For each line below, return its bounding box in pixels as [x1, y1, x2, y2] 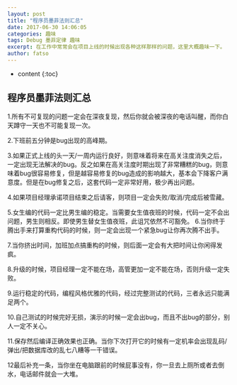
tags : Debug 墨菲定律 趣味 [7, 37, 81, 44]
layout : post [7, 10, 46, 18]
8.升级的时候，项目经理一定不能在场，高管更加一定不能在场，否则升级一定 [7, 264, 224, 273]
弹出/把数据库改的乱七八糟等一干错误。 [7, 345, 122, 354]
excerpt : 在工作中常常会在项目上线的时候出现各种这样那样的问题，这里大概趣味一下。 [7, 43, 226, 50]
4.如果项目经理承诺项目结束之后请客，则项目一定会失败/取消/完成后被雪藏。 [7, 192, 229, 201]
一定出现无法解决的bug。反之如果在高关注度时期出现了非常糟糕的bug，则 [7, 160, 222, 168]
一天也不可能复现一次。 [25, 121, 94, 129]
